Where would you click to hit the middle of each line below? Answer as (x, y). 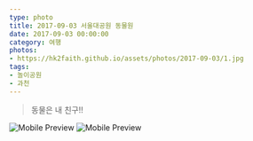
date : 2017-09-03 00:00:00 (59, 34)
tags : (19, 67)
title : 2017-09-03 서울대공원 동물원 (71, 26)
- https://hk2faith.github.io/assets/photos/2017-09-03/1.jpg (126, 59)
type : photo (31, 17)
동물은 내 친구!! (57, 110)
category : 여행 (36, 42)
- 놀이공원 (26, 75)
